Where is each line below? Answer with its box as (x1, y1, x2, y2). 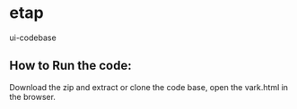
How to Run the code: (9, 58, 132, 73)
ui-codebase (9, 32, 57, 43)
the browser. (9, 91, 57, 102)
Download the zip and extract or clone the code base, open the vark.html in (9, 81, 289, 92)
